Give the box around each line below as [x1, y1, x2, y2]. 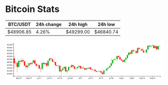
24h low [97, 21, 115, 27]
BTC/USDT [8, 21, 31, 27]
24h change [36, 21, 62, 27]
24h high [68, 21, 88, 27]
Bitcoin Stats [5, 3, 60, 15]
